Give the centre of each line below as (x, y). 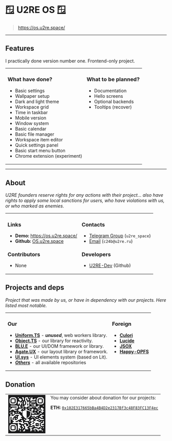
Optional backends (114, 101)
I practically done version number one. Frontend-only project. (70, 61)
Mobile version (31, 118)
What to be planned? (113, 79)
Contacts (93, 224)
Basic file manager (35, 134)
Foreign (122, 324)
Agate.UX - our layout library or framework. (61, 351)
